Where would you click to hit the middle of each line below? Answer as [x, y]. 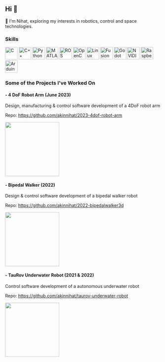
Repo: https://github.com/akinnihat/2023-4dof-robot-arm [64, 115]
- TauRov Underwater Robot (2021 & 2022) [50, 275]
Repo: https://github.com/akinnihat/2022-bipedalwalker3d [64, 205]
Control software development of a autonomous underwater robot [72, 286]
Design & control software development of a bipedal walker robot [71, 196]
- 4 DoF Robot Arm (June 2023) [38, 95]
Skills [12, 39]
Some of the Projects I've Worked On [50, 83]
